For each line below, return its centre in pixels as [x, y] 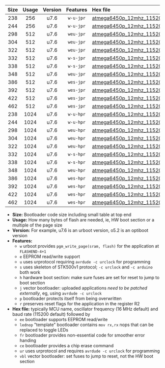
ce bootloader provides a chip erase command [67, 346]
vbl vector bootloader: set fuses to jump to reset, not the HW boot [86, 356]
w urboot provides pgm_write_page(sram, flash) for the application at [89, 246]
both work [30, 272]
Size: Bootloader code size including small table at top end [72, 215]
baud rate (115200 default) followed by [51, 314]
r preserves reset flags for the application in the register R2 [80, 304]
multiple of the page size [37, 225]
